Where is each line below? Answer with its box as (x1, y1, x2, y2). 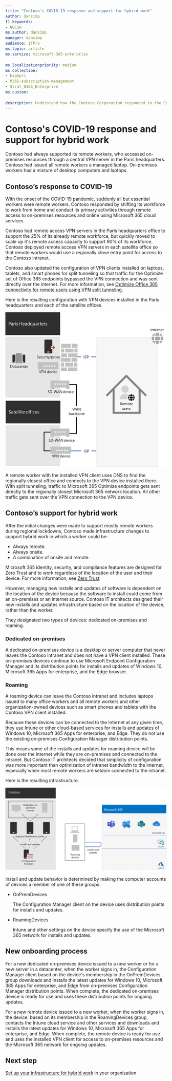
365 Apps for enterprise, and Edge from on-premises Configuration (5, 982, 148, 989)
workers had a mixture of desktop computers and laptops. (5, 167, 128, 174)
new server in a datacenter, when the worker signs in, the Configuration (5, 966, 157, 972)
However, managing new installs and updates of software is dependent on (5, 585, 162, 591)
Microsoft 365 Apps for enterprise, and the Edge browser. (5, 669, 127, 675)
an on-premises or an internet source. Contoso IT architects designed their (5, 596, 163, 602)
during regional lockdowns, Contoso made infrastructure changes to (5, 528, 149, 534)
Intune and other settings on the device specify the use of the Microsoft (12, 926, 165, 933)
